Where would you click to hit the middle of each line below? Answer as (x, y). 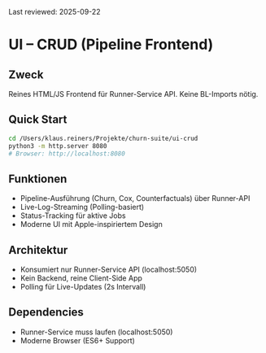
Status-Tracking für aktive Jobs (73, 216)
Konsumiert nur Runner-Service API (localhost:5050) (109, 270)
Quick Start (38, 120)
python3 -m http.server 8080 (58, 146)
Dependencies (46, 312)
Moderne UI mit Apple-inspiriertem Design (91, 224)
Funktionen (38, 179)
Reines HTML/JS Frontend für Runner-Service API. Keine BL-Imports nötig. (133, 94)
